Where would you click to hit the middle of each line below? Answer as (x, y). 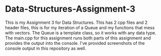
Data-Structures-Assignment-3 (70, 9)
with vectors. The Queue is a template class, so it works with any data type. (81, 33)
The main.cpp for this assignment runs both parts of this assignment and (78, 38)
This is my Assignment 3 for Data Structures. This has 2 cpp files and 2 (76, 22)
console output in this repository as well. (46, 48)
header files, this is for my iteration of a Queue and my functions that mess (80, 27)
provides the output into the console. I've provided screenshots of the (75, 43)
